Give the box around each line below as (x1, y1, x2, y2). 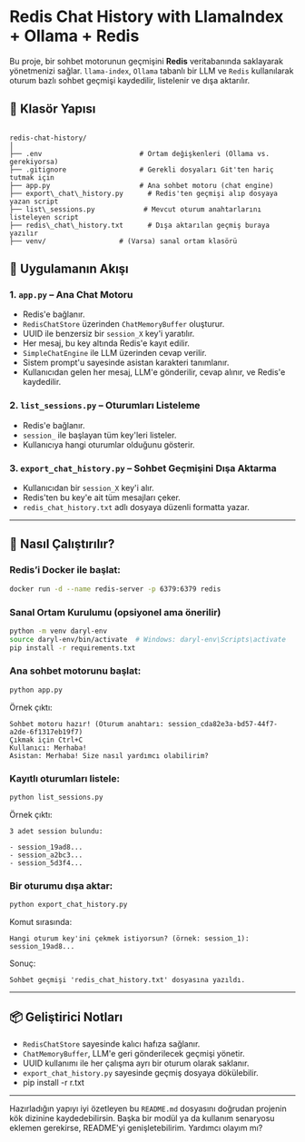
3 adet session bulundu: (9, 826, 103, 836)
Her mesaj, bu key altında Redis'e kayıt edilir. (22, 338, 191, 349)
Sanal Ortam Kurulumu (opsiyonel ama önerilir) (9, 605, 221, 618)
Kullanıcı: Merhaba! (9, 743, 88, 753)
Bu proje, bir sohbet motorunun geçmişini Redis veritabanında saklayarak (9, 55, 284, 66)
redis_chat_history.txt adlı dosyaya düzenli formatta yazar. (22, 502, 250, 513)
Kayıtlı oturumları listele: (9, 772, 121, 784)
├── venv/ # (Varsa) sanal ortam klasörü (9, 236, 238, 246)
